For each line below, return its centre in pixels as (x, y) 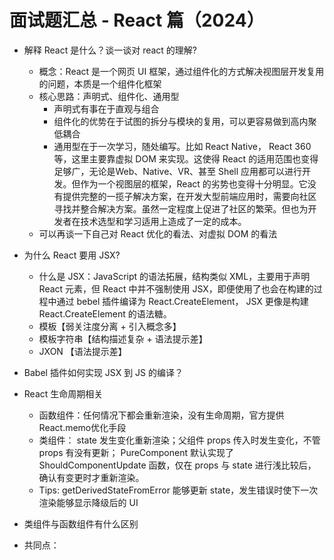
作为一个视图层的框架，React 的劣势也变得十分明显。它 (194, 183)
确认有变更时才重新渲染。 (91, 477)
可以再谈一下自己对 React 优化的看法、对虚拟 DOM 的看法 (158, 233)
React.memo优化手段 (82, 427)
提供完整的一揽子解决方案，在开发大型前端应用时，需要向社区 (189, 196)
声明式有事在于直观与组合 (106, 108)
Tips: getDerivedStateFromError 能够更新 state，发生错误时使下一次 (178, 490)
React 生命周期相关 (63, 393)
